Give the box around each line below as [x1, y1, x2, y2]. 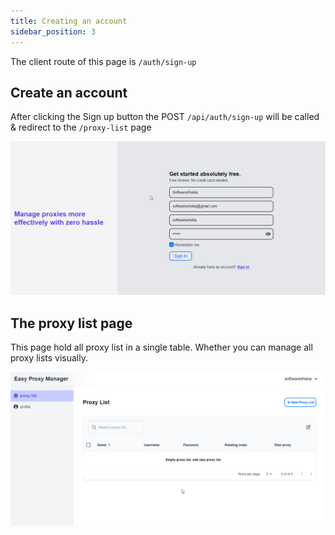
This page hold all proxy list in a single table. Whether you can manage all [10, 341, 313, 354]
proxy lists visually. [10, 352, 89, 364]
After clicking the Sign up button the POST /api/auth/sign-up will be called [10, 111, 320, 123]
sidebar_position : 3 [10, 26, 97, 37]
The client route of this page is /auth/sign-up [10, 55, 197, 67]
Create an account [10, 84, 128, 101]
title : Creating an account [10, 16, 128, 26]
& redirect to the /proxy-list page [10, 121, 152, 134]
